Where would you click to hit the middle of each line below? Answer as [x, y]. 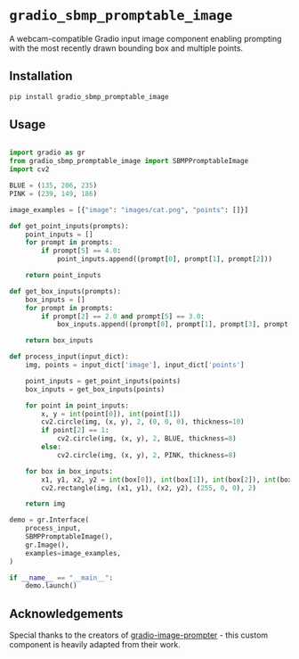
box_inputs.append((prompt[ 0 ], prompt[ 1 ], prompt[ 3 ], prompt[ [174, 325]
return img [45, 504]
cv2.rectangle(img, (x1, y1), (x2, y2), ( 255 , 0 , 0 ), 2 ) [149, 488]
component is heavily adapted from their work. [95, 645]
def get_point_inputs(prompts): [69, 226]
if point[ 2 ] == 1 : [75, 431]
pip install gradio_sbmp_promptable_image [89, 96]
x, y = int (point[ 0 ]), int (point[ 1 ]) [111, 414]
